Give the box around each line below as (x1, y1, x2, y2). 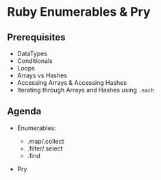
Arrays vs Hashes (16, 71, 67, 79)
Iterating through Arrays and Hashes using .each (16, 86, 154, 94)
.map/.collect (27, 137, 64, 145)
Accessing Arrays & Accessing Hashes (16, 79, 127, 86)
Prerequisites (7, 31, 66, 43)
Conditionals (16, 57, 53, 65)
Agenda (7, 105, 42, 117)
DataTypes (16, 49, 48, 57)
